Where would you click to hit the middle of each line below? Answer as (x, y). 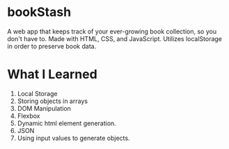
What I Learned (52, 74)
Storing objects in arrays (53, 101)
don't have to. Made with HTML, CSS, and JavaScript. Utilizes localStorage (115, 38)
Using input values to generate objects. (73, 138)
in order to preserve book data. (52, 46)
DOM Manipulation (44, 108)
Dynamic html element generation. (66, 123)
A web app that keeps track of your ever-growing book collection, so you (112, 31)
